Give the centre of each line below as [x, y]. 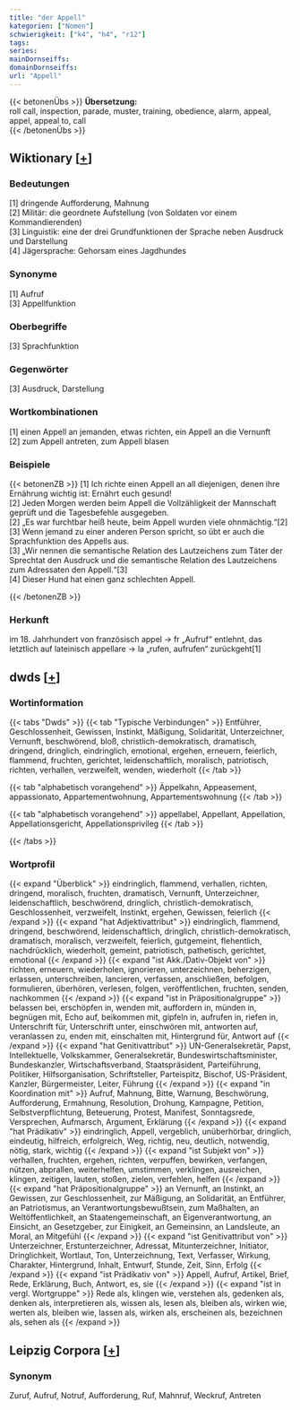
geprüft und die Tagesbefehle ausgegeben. [89, 512]
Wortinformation [46, 702]
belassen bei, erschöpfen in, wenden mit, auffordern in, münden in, [133, 1008]
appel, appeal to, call [48, 120]
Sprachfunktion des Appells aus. [69, 541]
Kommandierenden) [46, 222]
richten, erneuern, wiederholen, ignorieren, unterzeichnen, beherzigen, [141, 970]
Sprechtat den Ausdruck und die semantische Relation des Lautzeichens [143, 560]
